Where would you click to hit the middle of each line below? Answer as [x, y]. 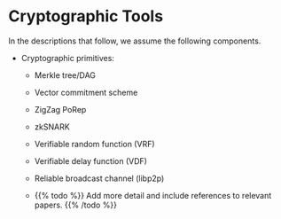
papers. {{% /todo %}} [75, 205]
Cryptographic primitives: [67, 58]
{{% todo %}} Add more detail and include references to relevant [153, 195]
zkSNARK [52, 127]
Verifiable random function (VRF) [95, 144]
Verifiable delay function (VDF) [91, 160]
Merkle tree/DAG [65, 75]
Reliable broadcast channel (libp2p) [99, 178]
